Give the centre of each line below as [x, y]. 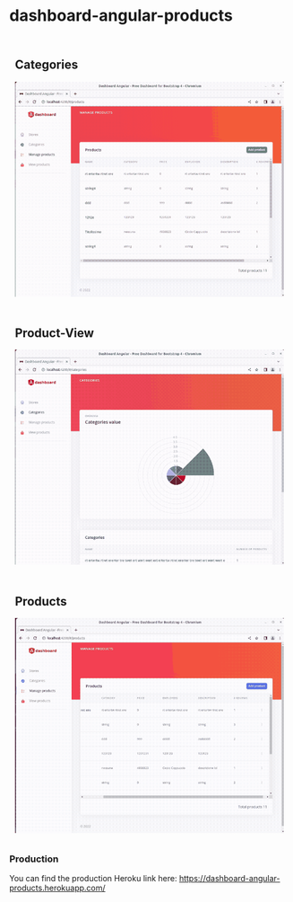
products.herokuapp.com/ [57, 888]
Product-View [54, 333]
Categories [47, 65]
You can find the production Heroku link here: [93, 879]
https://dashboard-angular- [229, 879]
